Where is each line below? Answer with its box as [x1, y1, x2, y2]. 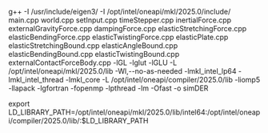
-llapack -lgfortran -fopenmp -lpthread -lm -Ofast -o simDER [8, 83, 209, 93]
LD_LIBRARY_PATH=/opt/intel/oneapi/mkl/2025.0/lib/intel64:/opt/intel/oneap [8, 107, 261, 117]
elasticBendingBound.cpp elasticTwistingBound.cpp [8, 50, 180, 58]
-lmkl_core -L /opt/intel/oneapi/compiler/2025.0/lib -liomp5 [65, 75, 261, 84]
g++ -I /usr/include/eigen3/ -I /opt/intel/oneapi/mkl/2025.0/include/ [8, 7, 231, 16]
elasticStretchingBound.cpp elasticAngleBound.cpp [8, 41, 178, 50]
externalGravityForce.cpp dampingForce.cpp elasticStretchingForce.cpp [8, 24, 247, 33]
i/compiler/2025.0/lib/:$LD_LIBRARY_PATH [8, 116, 149, 125]
